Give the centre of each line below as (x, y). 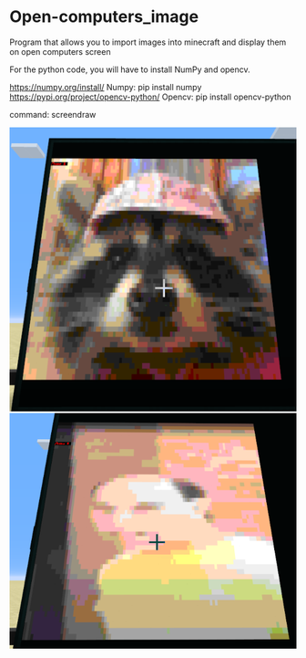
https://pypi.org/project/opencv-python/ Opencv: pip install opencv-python (150, 97)
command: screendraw (53, 114)
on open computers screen (60, 51)
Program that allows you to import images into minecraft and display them (148, 42)
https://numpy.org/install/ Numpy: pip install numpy (106, 87)
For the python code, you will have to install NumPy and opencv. (130, 69)
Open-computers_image (104, 17)
